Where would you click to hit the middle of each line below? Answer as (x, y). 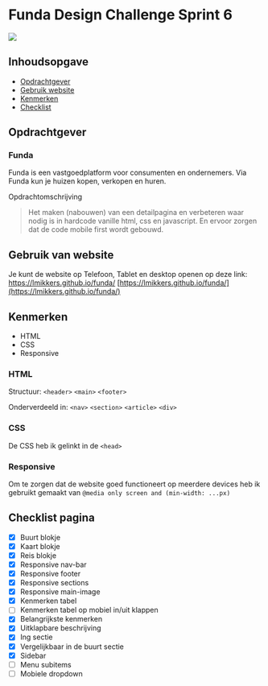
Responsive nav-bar (53, 564)
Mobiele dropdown (51, 673)
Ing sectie (37, 637)
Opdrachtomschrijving (45, 197)
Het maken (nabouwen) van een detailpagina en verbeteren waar (136, 213)
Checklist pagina (52, 518)
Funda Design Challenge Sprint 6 (121, 15)
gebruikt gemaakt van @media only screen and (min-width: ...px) (120, 492)
